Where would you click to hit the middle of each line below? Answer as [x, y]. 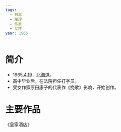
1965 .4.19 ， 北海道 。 [33, 75]
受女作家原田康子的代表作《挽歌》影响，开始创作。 [66, 87]
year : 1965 [17, 33]
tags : [11, 10]
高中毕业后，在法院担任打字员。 [46, 81]
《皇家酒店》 [18, 124]
